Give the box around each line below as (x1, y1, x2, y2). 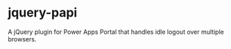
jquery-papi (8, 5, 78, 21)
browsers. (8, 35, 37, 43)
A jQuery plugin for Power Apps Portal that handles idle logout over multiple (8, 28, 224, 36)
